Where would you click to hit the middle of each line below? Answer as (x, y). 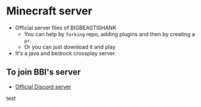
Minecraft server (49, 11)
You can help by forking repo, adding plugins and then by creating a (110, 34)
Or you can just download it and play (70, 47)
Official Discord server (43, 87)
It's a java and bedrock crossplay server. (66, 53)
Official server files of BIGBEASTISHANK (66, 28)
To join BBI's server (44, 72)
